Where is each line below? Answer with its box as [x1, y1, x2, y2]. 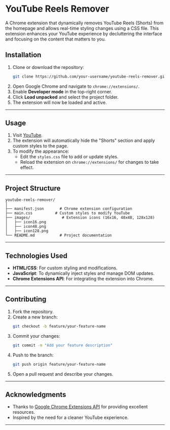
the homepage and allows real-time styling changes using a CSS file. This [5, 25, 159, 31]
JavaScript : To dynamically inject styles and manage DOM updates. [12, 270, 155, 276]
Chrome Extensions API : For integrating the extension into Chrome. [12, 276, 154, 282]
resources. [12, 409, 35, 415]
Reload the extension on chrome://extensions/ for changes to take [20, 159, 159, 165]
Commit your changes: [12, 333, 60, 339]
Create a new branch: [12, 314, 58, 320]
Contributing [5, 295, 47, 304]
